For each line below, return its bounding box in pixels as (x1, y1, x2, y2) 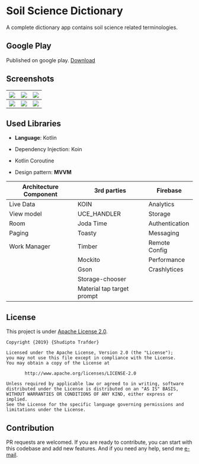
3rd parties (94, 187, 126, 195)
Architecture (22, 183, 59, 191)
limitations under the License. (6, 407, 86, 413)
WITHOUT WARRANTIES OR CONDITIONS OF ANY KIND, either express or (6, 391, 174, 398)
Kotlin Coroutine (14, 157, 54, 164)
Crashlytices (148, 265, 184, 274)
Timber (77, 242, 98, 251)
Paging (9, 229, 29, 238)
